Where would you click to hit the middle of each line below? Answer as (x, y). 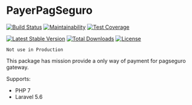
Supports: (19, 79)
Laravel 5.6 (29, 97)
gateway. (18, 67)
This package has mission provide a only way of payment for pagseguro (96, 61)
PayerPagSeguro (50, 10)
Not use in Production (35, 49)
